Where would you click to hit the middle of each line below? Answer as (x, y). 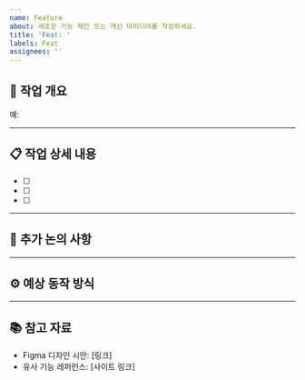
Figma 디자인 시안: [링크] (67, 355)
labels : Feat (34, 43)
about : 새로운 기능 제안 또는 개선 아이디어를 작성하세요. (103, 26)
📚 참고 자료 (41, 328)
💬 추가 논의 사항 (51, 240)
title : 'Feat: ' (40, 35)
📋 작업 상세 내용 (53, 154)
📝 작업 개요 (39, 90)
